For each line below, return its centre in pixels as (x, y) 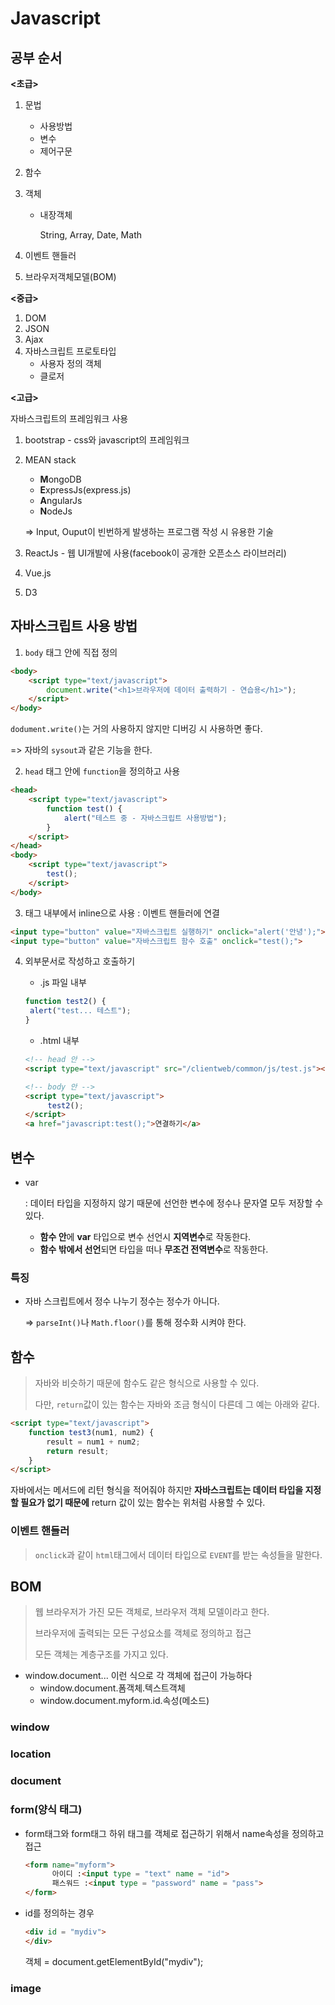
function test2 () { (65, 1002)
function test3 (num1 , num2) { (91, 1432)
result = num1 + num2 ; (93, 1442)
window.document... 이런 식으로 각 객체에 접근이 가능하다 (138, 1676)
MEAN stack (50, 460)
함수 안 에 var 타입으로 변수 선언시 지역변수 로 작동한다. (145, 1236)
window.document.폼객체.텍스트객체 (112, 1688)
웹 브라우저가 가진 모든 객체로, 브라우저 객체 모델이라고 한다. (152, 1612)
